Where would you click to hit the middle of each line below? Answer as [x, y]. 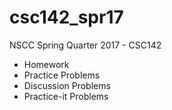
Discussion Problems [67, 85]
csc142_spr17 [66, 17]
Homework [46, 64]
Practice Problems [62, 75]
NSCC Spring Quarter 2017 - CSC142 [85, 45]
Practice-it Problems [66, 96]
